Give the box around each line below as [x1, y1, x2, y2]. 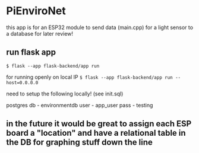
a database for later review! [6, 30, 73, 37]
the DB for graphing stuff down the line [6, 138, 153, 148]
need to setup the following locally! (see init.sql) [6, 90, 124, 97]
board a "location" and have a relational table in [6, 128, 186, 138]
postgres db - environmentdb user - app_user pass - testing [6, 101, 153, 109]
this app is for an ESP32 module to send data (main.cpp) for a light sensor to [6, 24, 194, 31]
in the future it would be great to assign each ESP [6, 119, 192, 129]
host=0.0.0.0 [6, 79, 39, 85]
